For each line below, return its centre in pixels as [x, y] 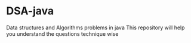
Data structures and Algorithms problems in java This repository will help [95, 27]
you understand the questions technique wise [62, 33]
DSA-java [30, 11]
